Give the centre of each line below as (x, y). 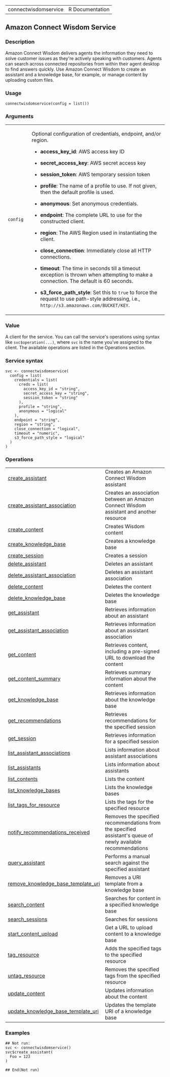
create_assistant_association (42, 506)
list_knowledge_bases (34, 791)
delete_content (26, 587)
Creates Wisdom (125, 527)
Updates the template (131, 1005)
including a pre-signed (132, 651)
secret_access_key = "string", (56, 393)
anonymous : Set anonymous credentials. (89, 204)
